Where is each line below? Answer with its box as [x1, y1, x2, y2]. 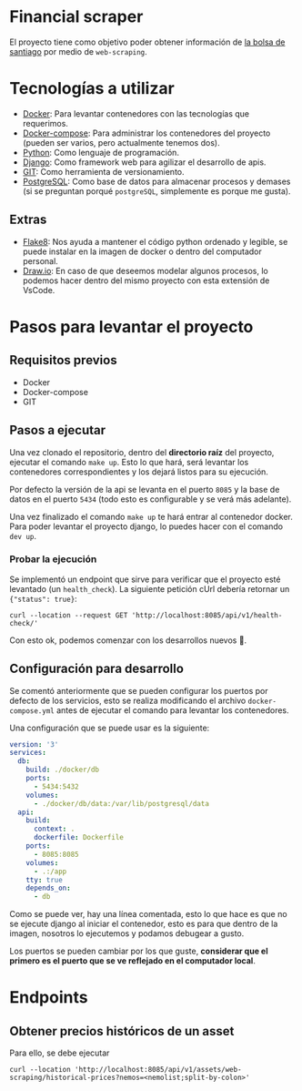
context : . [33, 824, 75, 834]
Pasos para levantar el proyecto [9, 316, 254, 337]
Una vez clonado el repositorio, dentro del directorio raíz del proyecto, [9, 446, 275, 457]
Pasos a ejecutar [9, 423, 106, 438]
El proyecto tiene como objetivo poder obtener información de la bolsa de [9, 36, 286, 47]
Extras [9, 212, 47, 228]
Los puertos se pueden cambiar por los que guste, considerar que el [9, 945, 268, 957]
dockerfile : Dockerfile [33, 833, 125, 842]
